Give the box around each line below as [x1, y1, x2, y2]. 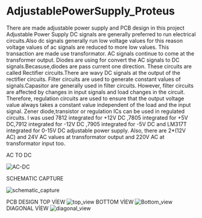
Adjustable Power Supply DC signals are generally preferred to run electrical [6, 30, 196, 37]
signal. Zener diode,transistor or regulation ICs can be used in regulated [6, 107, 185, 115]
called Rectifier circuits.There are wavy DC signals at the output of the [6, 69, 181, 76]
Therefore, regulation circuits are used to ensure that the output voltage [6, 95, 185, 102]
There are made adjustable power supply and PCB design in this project [6, 24, 185, 31]
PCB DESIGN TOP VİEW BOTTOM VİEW [6, 198, 134, 205]
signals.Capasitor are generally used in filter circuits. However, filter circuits [6, 82, 194, 89]
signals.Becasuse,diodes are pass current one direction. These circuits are [6, 62, 192, 70]
